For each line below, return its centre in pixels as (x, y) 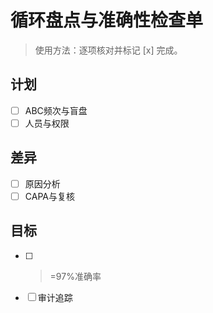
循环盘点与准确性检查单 (107, 20)
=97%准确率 (75, 276)
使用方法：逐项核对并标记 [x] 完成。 (108, 50)
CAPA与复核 (49, 196)
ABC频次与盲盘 (56, 110)
